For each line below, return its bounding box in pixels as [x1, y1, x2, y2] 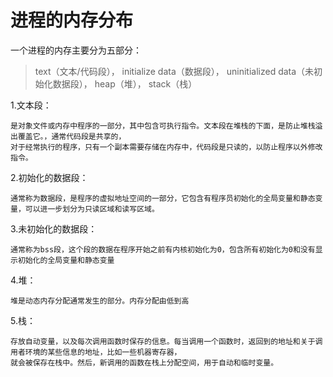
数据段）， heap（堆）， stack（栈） [52, 77, 198, 90]
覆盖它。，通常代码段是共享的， [17, 131, 127, 141]
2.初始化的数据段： [10, 171, 89, 183]
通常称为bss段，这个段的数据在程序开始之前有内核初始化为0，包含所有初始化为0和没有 [10, 244, 316, 255]
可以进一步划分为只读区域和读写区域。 [24, 204, 160, 214]
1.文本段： [10, 99, 52, 111]
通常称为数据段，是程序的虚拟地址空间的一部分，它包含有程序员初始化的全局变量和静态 [10, 193, 316, 203]
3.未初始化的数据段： [10, 222, 98, 235]
